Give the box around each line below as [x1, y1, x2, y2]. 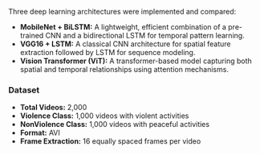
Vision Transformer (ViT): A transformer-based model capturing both [19, 56, 252, 65]
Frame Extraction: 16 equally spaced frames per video [19, 136, 201, 146]
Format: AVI [19, 128, 60, 138]
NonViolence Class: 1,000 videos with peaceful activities [19, 120, 210, 129]
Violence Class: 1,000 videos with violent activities [19, 111, 189, 120]
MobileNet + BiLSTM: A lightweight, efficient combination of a [19, 22, 227, 31]
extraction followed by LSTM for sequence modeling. [19, 48, 196, 57]
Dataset [8, 84, 40, 95]
